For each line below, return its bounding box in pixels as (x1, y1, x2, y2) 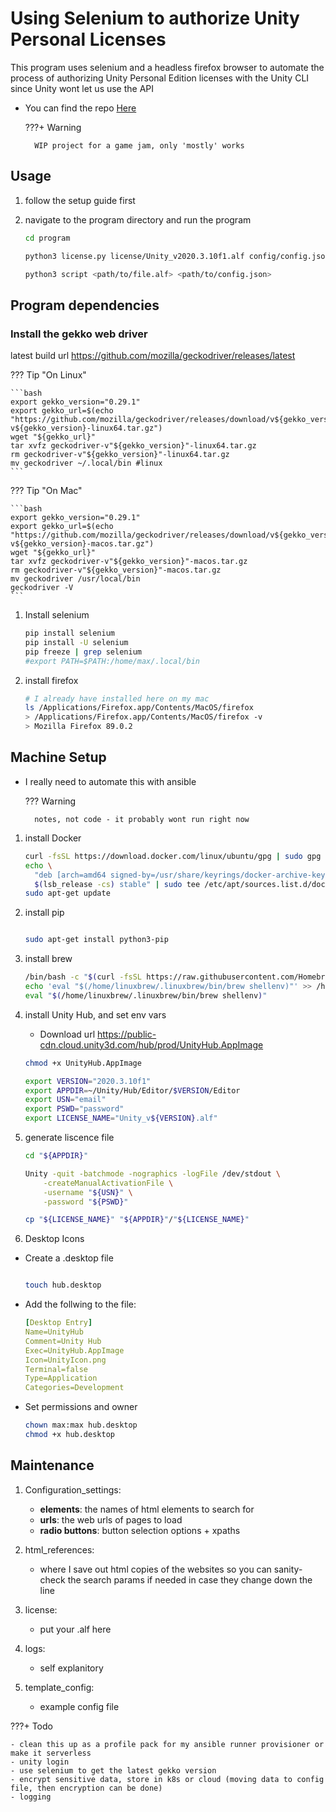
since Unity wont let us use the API (10, 82, 155, 94)
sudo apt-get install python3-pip (24, 935, 169, 945)
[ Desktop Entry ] (24, 1318, 93, 1328)
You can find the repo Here (24, 102, 137, 114)
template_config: (24, 1681, 95, 1693)
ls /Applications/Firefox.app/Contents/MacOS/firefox (24, 703, 254, 713)
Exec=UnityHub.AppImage (24, 1345, 125, 1356)
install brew (24, 953, 73, 965)
